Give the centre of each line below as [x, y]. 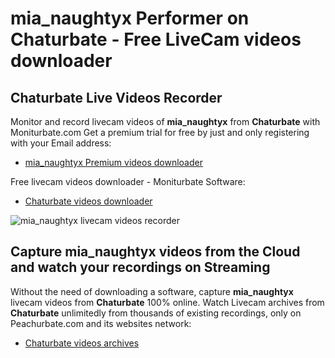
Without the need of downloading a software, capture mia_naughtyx [152, 291]
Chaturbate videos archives [82, 343]
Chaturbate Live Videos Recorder [116, 97]
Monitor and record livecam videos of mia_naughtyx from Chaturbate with [165, 121]
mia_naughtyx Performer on [130, 18]
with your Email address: [61, 143]
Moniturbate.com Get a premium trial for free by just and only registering [160, 132]
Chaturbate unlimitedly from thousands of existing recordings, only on [156, 313]
